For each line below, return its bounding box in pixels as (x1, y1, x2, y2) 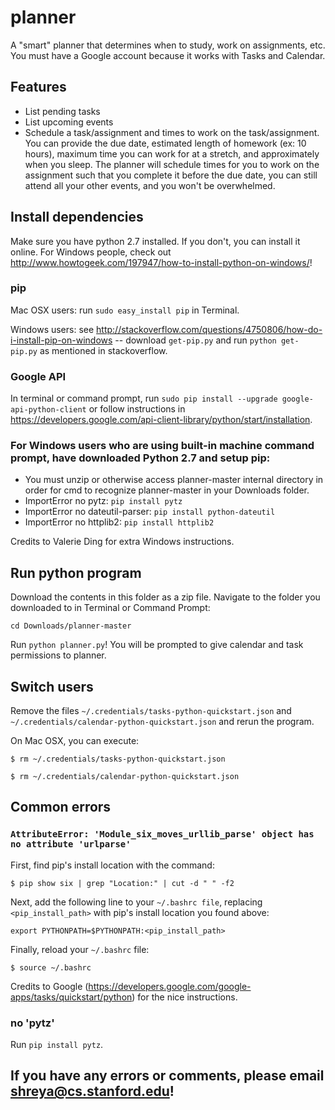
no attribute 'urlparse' (10, 839, 132, 850)
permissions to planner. (10, 649, 107, 661)
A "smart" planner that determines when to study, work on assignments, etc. (10, 39, 326, 51)
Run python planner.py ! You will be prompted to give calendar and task (10, 639, 304, 651)
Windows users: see (10, 323, 95, 335)
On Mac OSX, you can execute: (10, 735, 140, 747)
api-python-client (10, 405, 87, 415)
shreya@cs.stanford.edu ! (10, 1083, 175, 1100)
